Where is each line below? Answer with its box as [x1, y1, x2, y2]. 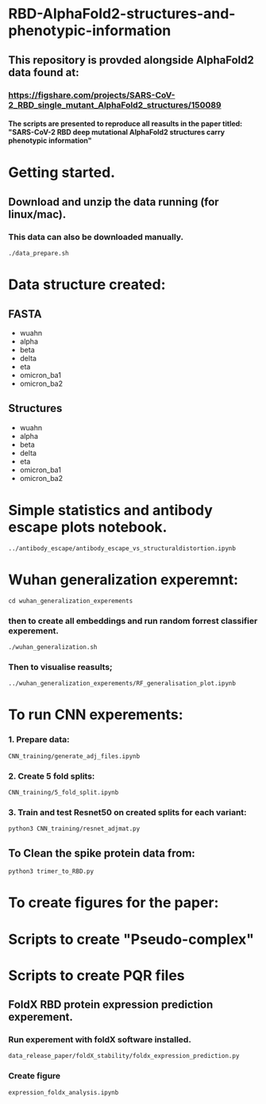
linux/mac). [8, 207, 67, 221]
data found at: [8, 65, 79, 79]
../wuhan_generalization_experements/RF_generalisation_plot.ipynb [8, 679, 237, 687]
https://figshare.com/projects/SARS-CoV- [8, 89, 175, 100]
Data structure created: [8, 275, 166, 294]
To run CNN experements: [8, 706, 184, 724]
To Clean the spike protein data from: [8, 846, 196, 860]
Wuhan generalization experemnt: [8, 571, 239, 588]
